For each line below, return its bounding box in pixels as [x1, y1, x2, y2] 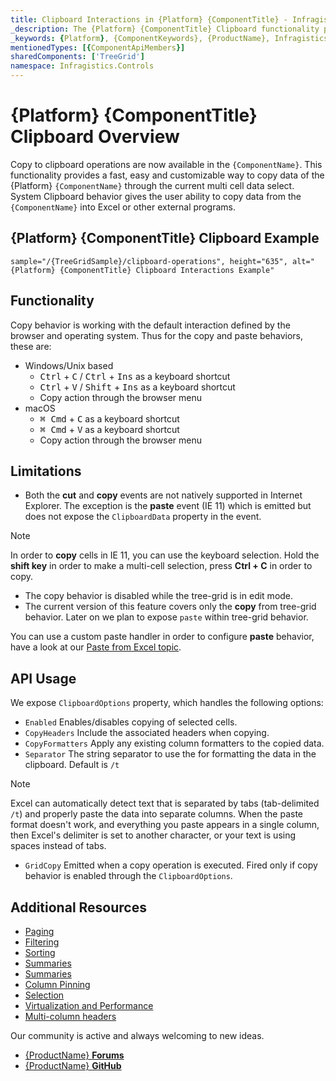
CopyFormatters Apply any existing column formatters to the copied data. [24, 737, 325, 750]
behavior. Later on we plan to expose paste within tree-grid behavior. [24, 611, 309, 623]
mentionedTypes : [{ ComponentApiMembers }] [10, 42, 186, 53]
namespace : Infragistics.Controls [10, 61, 155, 71]
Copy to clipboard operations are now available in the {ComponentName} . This [10, 158, 323, 170]
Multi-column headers [24, 1011, 117, 1022]
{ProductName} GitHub [24, 1060, 122, 1071]
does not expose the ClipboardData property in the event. [24, 511, 262, 523]
